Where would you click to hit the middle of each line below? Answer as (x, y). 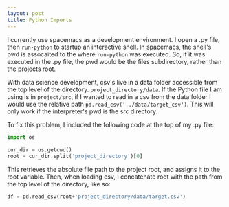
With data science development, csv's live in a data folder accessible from (112, 82)
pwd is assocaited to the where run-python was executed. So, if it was (106, 54)
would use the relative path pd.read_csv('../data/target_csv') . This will (110, 104)
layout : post (26, 13)
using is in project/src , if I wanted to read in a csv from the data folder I (109, 96)
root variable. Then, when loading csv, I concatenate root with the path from (115, 177)
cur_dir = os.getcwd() (40, 150)
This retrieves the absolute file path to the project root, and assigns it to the (114, 170)
